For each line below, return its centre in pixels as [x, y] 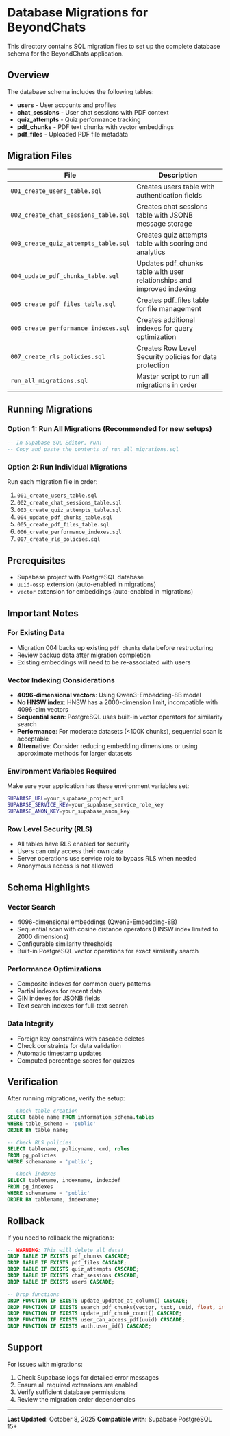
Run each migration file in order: [52, 482]
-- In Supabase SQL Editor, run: [55, 443]
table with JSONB [165, 215]
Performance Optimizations [54, 969]
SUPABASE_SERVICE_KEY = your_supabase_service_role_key [86, 805]
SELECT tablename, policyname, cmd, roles [68, 1149]
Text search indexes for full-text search [73, 1006]
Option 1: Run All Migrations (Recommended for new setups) [110, 428]
